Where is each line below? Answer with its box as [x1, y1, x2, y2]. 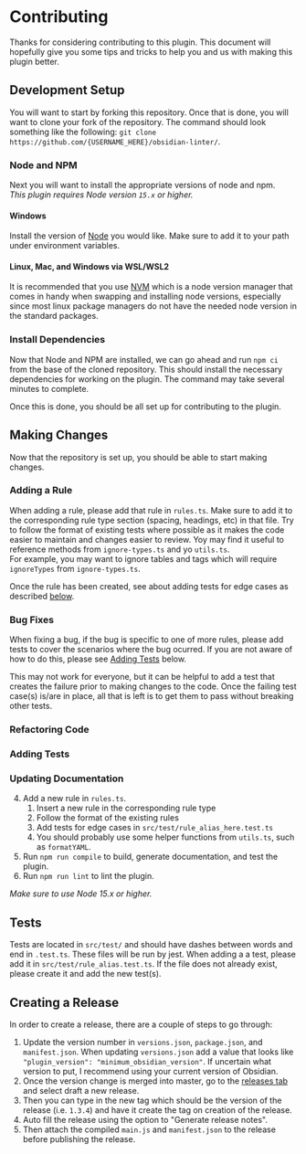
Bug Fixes [9, 613, 55, 626]
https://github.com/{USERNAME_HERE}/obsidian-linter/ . [9, 135, 221, 147]
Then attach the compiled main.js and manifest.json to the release [22, 1124, 277, 1135]
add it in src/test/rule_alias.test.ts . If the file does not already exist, [9, 958, 279, 969]
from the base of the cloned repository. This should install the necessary [9, 364, 283, 375]
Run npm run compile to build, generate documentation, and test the [22, 852, 279, 863]
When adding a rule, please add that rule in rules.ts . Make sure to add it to [9, 504, 293, 515]
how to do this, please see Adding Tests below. [9, 653, 187, 664]
